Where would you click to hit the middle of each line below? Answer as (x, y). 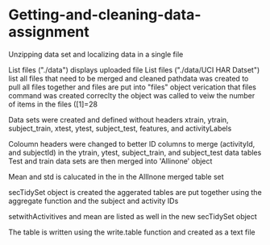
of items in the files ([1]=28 (53, 104)
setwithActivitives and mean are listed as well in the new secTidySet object (133, 216)
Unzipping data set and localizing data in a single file (96, 54)
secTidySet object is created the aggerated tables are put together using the (135, 192)
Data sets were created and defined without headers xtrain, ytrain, (118, 119)
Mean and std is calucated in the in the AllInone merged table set (116, 176)
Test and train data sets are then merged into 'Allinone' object (110, 161)
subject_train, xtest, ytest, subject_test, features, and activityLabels (120, 128)
